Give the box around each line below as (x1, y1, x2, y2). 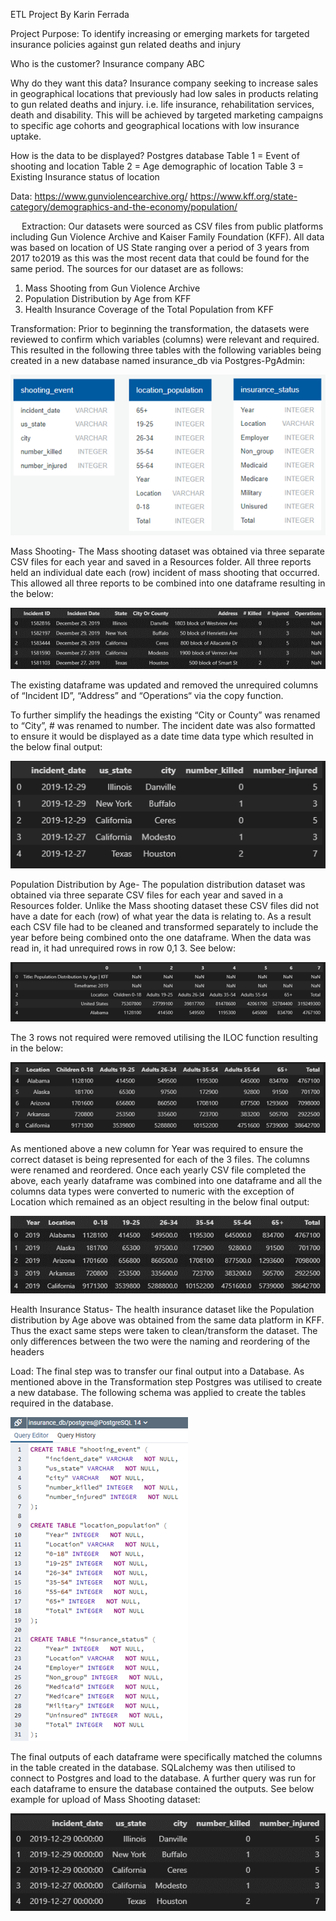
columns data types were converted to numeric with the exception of (10, 1185, 295, 1197)
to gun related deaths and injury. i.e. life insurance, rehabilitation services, (10, 99, 315, 110)
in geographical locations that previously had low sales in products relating (10, 88, 319, 99)
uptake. (10, 130, 42, 142)
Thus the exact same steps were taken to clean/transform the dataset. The (10, 1325, 318, 1337)
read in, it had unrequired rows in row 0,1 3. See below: (10, 942, 236, 954)
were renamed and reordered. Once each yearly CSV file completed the (10, 1164, 307, 1176)
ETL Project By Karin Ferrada (10, 9, 130, 20)
